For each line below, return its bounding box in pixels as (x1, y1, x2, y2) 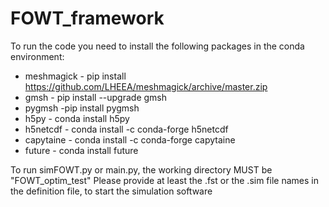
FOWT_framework (10, 7, 165, 30)
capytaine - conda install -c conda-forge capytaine (24, 133, 236, 146)
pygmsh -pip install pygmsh (24, 102, 140, 114)
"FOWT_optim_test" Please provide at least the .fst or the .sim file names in (10, 174, 319, 186)
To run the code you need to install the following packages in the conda (10, 40, 305, 52)
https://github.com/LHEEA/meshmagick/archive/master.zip (24, 80, 268, 92)
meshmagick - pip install (24, 70, 127, 82)
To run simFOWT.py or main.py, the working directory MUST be (10, 163, 273, 176)
